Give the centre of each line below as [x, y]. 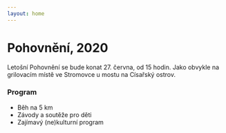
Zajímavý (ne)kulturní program [60, 122]
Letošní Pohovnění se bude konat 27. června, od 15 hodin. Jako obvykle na [113, 67]
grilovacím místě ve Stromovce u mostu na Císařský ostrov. [92, 74]
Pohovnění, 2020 [58, 47]
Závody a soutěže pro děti [54, 114]
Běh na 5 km [35, 107]
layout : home [26, 14]
